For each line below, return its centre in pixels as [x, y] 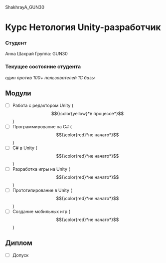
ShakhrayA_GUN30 [25, 7]
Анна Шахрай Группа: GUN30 [37, 54]
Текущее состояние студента [43, 67]
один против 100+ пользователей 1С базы [50, 77]
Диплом [19, 243]
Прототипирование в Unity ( [42, 190]
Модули [18, 94]
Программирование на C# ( [42, 126]
